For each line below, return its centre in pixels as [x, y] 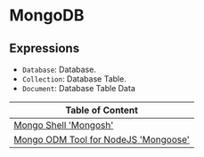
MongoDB [47, 16]
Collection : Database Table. [74, 79]
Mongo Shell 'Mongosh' [64, 125]
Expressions [45, 48]
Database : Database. [59, 69]
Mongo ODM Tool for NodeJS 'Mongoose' [102, 140]
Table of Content [102, 110]
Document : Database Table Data [78, 88]
